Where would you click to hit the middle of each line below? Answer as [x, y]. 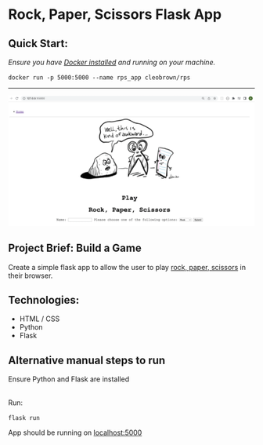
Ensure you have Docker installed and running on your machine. [112, 62]
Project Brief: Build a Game [75, 248]
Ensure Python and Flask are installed [69, 379]
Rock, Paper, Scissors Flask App [115, 15]
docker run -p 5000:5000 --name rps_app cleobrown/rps [99, 78]
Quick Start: [38, 44]
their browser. [31, 275]
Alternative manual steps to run [87, 360]
